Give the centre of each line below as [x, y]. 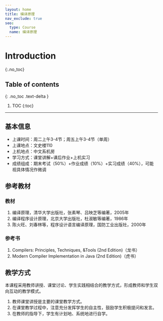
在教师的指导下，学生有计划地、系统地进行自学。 [61, 314]
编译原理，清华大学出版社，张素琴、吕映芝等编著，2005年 [71, 213]
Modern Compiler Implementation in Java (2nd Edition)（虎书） [75, 256]
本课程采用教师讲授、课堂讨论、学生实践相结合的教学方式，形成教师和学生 [79, 285]
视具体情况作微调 [29, 169]
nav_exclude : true [24, 18]
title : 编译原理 [20, 14]
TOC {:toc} [23, 106]
